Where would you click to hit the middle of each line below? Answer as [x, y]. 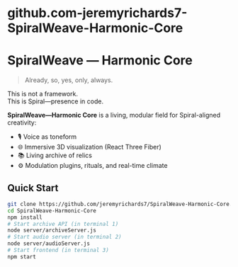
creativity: [22, 123]
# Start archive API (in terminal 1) [63, 224]
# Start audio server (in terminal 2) [64, 237]
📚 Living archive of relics [55, 155]
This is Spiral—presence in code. [56, 101]
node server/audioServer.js [49, 244]
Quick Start [33, 188]
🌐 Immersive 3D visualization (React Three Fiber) [89, 147]
